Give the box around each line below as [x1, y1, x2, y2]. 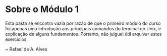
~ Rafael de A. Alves [5, 46, 47, 52]
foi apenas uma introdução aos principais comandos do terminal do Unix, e [5, 25, 161, 31]
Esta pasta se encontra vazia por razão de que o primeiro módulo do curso [5, 20, 161, 26]
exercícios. [5, 36, 28, 42]
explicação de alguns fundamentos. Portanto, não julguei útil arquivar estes [5, 31, 162, 37]
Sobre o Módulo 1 [5, 4, 79, 15]
